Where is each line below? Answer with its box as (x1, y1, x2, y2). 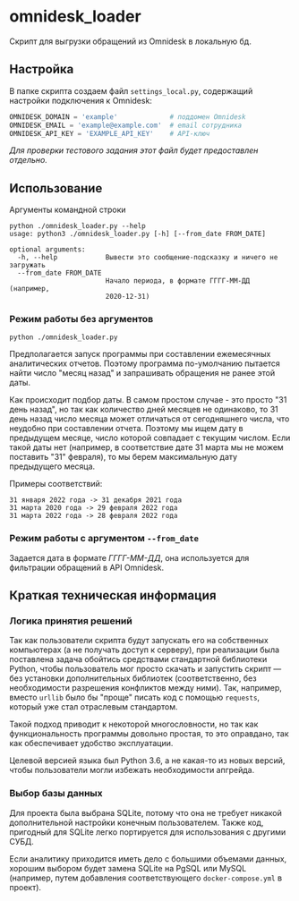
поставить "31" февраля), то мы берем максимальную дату (9, 452, 238, 463)
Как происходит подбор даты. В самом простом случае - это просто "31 (9, 395, 287, 405)
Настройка (9, 62, 74, 77)
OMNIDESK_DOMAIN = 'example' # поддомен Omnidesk (9, 112, 246, 122)
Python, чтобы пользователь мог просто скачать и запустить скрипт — (9, 664, 282, 675)
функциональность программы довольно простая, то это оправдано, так (9, 728, 289, 739)
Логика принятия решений (9, 615, 132, 627)
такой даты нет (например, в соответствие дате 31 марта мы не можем (9, 442, 284, 453)
